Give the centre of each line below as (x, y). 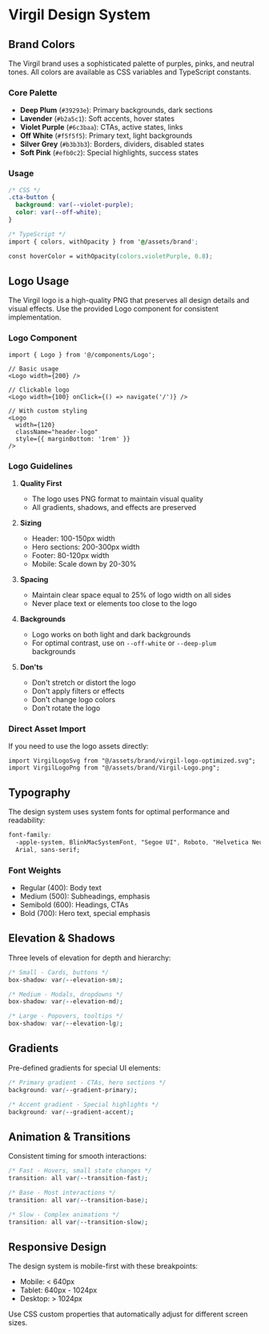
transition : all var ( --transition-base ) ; (78, 1200)
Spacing (34, 579)
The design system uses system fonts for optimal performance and (119, 812)
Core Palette (33, 92)
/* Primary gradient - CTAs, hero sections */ (87, 1083)
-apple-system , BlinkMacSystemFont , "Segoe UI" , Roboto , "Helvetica (132, 842)
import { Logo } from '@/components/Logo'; (82, 355)
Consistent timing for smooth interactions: (77, 1156)
